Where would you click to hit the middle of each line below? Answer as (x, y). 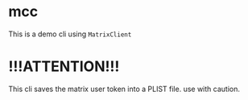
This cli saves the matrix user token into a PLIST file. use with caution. (124, 89)
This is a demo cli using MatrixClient (70, 34)
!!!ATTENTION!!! (64, 67)
